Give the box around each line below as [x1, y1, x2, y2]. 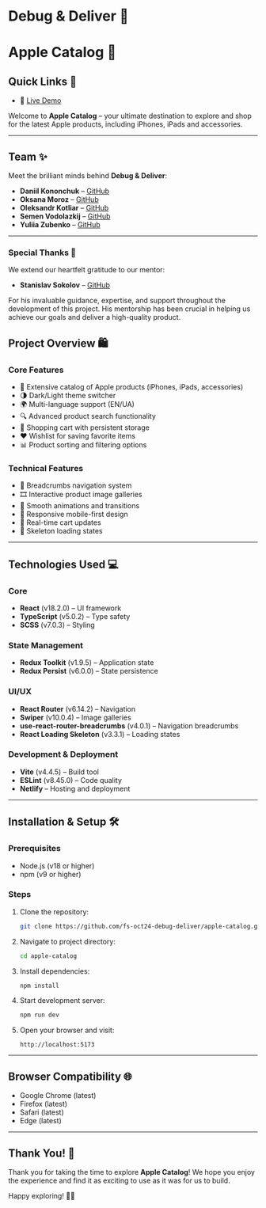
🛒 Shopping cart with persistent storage [19, 423, 150, 432]
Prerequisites [8, 843, 61, 854]
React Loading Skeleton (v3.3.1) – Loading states [19, 729, 180, 739]
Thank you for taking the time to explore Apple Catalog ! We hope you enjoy [8, 1167, 256, 1176]
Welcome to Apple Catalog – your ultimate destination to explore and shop [8, 111, 252, 121]
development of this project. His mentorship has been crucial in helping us [8, 304, 251, 313]
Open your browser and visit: [19, 1025, 115, 1035]
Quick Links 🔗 [8, 74, 77, 88]
